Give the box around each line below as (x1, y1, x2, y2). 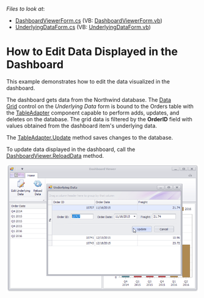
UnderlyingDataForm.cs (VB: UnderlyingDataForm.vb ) (15, 24, 151, 30)
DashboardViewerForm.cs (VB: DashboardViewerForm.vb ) (15, 17, 163, 24)
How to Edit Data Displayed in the (6, 45, 178, 59)
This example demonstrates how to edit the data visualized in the (6, 77, 170, 85)
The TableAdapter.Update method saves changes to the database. (6, 133, 173, 141)
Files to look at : (6, 5, 45, 12)
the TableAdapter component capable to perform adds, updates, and (6, 109, 180, 116)
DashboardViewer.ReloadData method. (6, 152, 104, 159)
